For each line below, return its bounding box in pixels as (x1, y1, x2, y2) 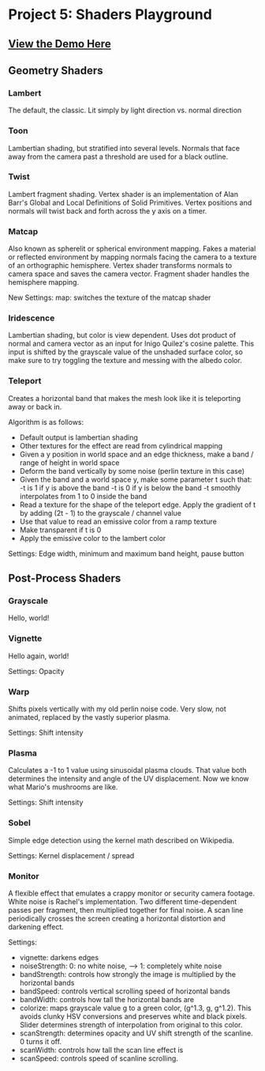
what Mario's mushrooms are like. (8, 782, 118, 792)
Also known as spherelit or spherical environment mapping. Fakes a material (8, 244, 256, 254)
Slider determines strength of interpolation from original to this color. (19, 1020, 243, 1029)
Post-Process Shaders (8, 572, 121, 585)
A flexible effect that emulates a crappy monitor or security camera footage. (8, 888, 255, 898)
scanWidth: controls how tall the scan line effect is (19, 1045, 184, 1054)
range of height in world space (19, 457, 120, 467)
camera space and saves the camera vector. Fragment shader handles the (8, 269, 250, 278)
